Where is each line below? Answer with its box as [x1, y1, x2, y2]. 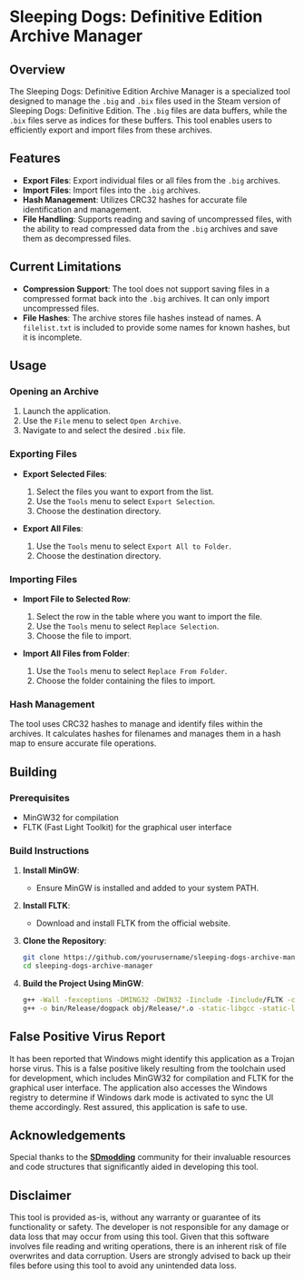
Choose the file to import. [35, 630, 132, 641]
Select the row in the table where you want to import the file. [35, 610, 263, 621]
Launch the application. [22, 406, 111, 417]
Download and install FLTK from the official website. [35, 918, 231, 928]
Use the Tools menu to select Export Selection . [35, 495, 216, 506]
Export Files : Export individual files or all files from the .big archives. [22, 174, 281, 185]
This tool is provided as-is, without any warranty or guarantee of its [9, 1212, 261, 1223]
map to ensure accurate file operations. [9, 738, 157, 749]
